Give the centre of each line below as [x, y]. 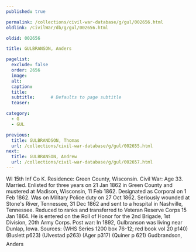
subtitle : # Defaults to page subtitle [66, 97]
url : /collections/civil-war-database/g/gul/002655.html [82, 146]
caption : [22, 86]
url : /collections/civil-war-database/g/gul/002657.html [82, 162]
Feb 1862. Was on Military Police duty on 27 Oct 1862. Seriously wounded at [98, 197]
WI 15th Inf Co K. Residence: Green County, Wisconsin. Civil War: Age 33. [94, 179]
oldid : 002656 [23, 38]
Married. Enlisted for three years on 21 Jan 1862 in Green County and [89, 185]
